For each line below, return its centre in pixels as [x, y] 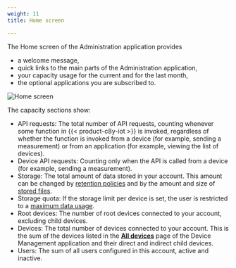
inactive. [30, 258]
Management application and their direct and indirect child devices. [115, 243]
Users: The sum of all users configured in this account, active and [113, 250]
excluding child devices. [52, 221]
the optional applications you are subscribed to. [87, 82]
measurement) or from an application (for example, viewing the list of [118, 146]
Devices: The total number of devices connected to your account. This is [123, 228]
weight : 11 [23, 14]
